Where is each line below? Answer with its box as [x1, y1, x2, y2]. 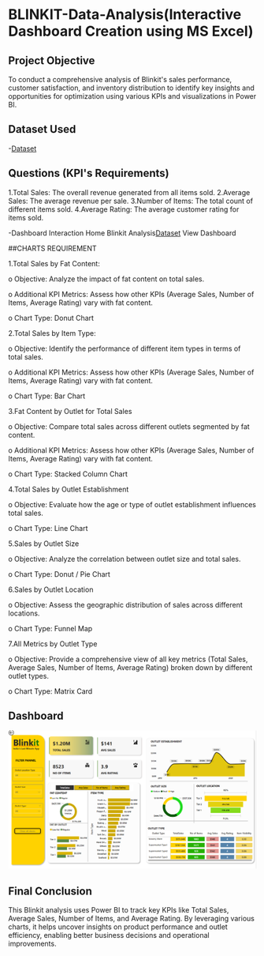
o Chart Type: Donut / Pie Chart [8, 569, 110, 578]
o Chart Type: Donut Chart [8, 313, 95, 322]
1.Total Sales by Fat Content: [8, 258, 100, 268]
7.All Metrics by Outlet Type [8, 638, 98, 649]
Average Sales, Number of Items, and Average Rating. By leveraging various [8, 914, 255, 924]
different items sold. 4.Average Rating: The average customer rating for [8, 204, 240, 214]
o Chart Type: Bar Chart [8, 391, 86, 401]
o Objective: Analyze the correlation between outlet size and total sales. [8, 554, 242, 563]
